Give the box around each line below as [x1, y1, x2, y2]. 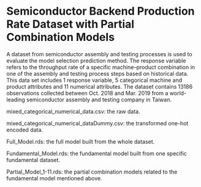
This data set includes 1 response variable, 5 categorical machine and [6, 76, 183, 84]
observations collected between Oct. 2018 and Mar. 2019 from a [6, 89, 169, 97]
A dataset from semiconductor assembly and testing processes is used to [6, 50, 192, 57]
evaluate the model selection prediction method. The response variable [6, 57, 186, 64]
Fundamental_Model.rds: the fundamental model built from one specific [6, 150, 187, 157]
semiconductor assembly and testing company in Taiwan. [26, 96, 172, 103]
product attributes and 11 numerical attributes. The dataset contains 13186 [6, 82, 193, 90]
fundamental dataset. [6, 156, 60, 163]
